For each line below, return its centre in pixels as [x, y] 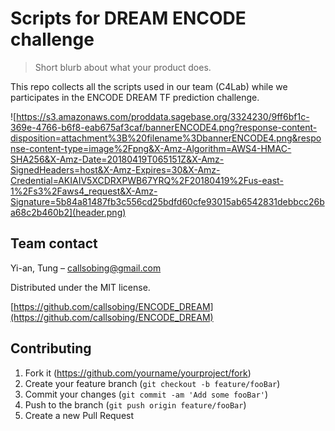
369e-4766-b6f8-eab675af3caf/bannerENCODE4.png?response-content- [164, 127]
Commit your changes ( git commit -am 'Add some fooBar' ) [146, 394]
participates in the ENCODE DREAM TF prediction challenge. [135, 97]
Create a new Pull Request [79, 415]
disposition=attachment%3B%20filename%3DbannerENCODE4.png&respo [166, 138]
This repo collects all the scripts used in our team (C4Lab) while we [149, 86]
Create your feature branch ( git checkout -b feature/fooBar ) [152, 383]
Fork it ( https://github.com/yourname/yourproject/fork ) [138, 373]
